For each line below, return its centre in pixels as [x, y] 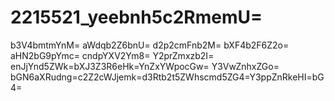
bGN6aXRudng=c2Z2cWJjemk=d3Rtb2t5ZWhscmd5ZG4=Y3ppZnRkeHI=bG [167, 77]
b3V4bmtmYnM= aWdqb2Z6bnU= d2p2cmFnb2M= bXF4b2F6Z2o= [150, 45]
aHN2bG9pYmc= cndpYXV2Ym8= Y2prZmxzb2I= [112, 55]
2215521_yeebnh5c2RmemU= [136, 17]
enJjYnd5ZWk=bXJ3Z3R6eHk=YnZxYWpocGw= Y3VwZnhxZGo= [145, 66]
